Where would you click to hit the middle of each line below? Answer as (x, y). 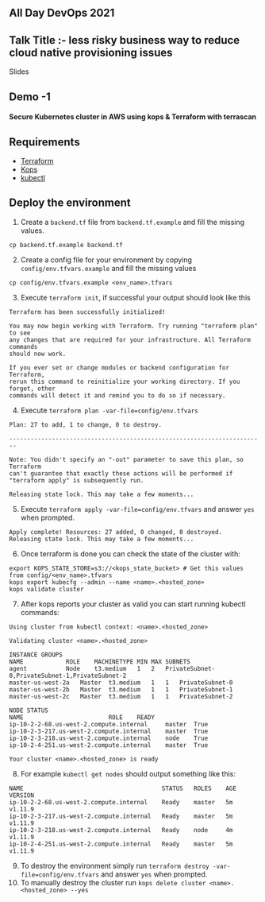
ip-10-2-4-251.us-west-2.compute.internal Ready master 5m (121, 844)
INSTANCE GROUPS (36, 655)
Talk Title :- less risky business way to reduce (125, 40)
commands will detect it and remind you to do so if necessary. (117, 395)
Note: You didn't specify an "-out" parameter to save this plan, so (127, 459)
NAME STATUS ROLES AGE (123, 788)
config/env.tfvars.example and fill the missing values (108, 268)
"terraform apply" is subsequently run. (77, 480)
